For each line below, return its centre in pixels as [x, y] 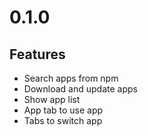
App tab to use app [63, 110]
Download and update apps [80, 89]
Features [37, 54]
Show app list [52, 99]
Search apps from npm [71, 78]
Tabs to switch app [63, 120]
